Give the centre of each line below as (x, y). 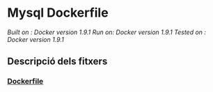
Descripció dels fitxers (57, 62)
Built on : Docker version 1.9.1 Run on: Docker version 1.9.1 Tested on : (107, 32)
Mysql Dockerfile (58, 13)
